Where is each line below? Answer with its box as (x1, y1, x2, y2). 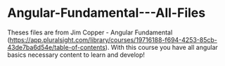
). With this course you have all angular (105, 43, 218, 51)
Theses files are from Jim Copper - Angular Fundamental (7, 28, 173, 37)
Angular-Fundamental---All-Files (7, 5, 206, 21)
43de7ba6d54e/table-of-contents (7, 43, 105, 51)
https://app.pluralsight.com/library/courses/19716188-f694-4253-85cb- (9, 35, 218, 44)
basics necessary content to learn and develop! (7, 51, 146, 59)
